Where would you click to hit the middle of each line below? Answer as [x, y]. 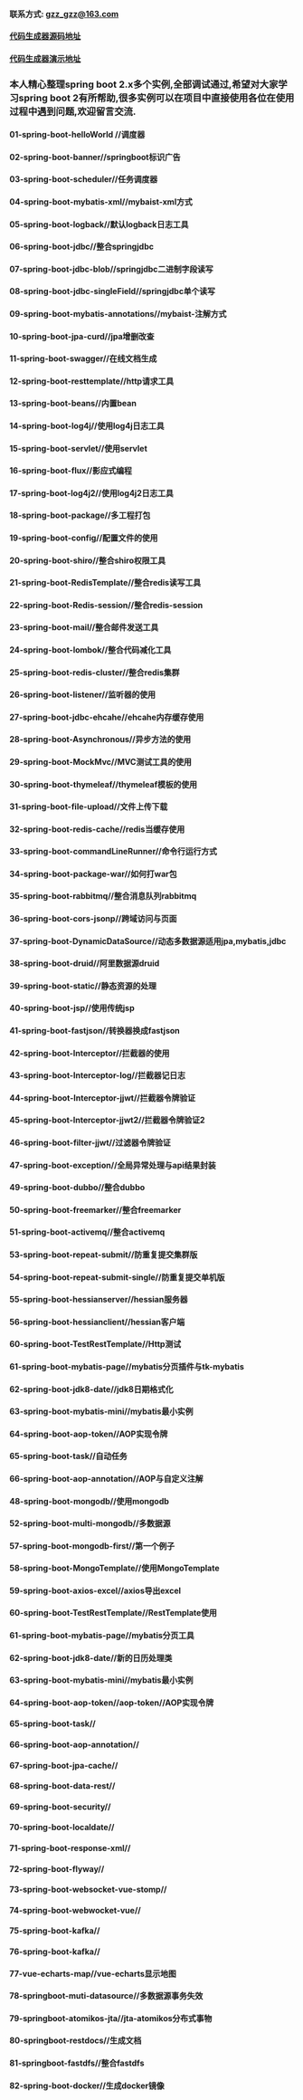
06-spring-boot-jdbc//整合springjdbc [81, 247]
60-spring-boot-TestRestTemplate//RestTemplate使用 [113, 1613]
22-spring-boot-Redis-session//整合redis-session [106, 605]
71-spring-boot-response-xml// [70, 1848]
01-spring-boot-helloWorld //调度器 [77, 135]
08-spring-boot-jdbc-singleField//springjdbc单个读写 [112, 291]
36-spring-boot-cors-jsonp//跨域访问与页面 [93, 919]
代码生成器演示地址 [45, 58]
